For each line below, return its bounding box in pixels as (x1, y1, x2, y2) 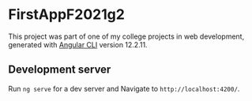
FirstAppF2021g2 (8, 6, 125, 24)
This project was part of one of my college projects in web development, (8, 32, 245, 41)
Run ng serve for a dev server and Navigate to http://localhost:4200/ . (8, 84, 240, 93)
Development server (8, 63, 111, 77)
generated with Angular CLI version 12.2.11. (8, 39, 148, 49)
